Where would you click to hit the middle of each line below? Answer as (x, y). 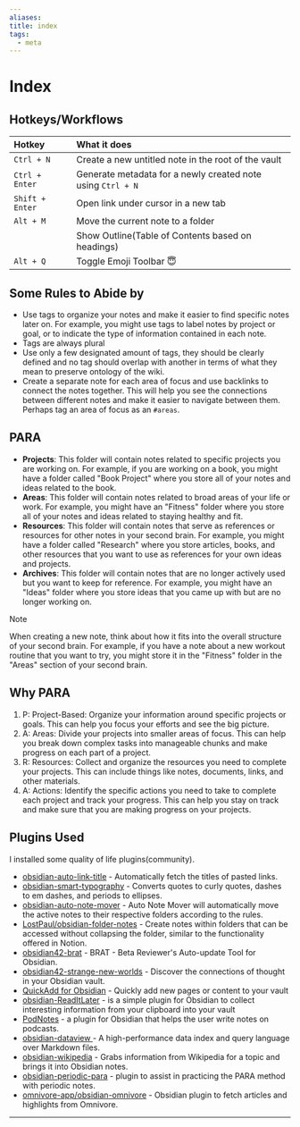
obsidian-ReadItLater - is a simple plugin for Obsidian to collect (138, 1000)
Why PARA (40, 693)
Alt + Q (30, 261)
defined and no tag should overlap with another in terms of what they (150, 362)
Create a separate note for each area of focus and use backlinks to (146, 382)
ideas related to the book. (69, 487)
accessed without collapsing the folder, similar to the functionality (143, 933)
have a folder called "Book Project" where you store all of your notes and (156, 478)
